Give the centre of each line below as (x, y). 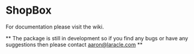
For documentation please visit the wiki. (55, 27)
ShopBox (29, 10)
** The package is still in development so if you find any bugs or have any (97, 38)
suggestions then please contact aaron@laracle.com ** (74, 45)
